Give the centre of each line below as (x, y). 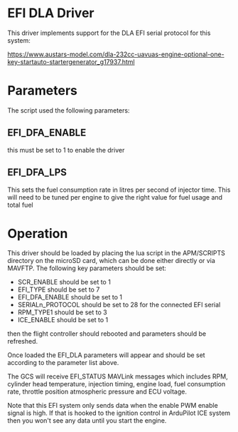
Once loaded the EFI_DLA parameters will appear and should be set (106, 355)
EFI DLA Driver (51, 13)
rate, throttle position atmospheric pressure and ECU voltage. (97, 392)
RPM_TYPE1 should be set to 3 (63, 312)
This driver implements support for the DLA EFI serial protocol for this (109, 33)
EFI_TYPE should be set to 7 (59, 289)
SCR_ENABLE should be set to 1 (64, 282)
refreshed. (23, 341)
